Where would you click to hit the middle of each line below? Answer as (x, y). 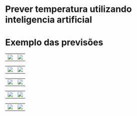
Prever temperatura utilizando (68, 9)
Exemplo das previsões (54, 43)
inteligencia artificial (49, 20)
